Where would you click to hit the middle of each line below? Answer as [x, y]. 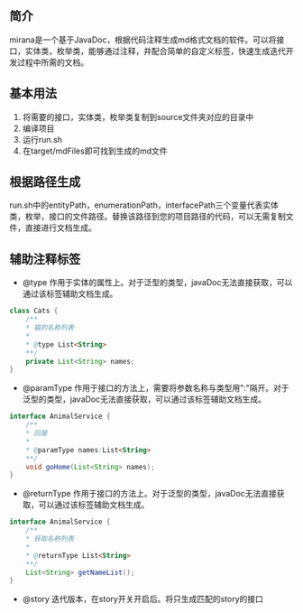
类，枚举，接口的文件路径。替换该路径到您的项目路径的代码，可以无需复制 [147, 217]
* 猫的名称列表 [50, 328]
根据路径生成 [45, 182]
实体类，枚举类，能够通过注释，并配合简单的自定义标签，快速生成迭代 [155, 51]
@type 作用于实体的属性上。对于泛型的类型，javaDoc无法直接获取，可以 [157, 283]
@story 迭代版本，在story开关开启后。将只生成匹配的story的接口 [143, 599]
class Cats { [34, 311]
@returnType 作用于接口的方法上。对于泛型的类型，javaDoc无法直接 [150, 494]
